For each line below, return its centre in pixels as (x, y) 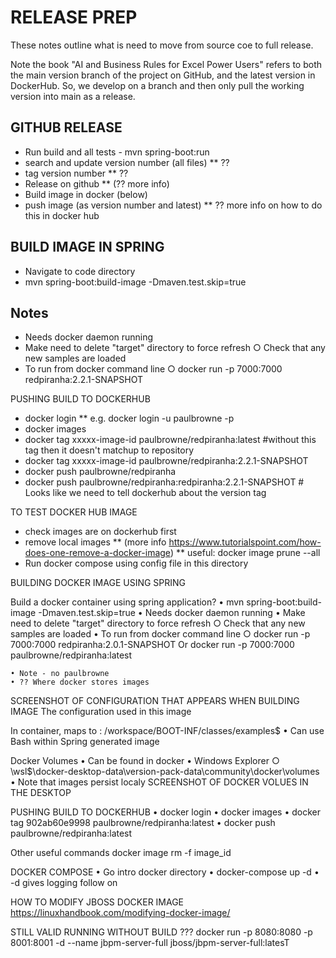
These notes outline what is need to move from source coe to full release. (162, 45)
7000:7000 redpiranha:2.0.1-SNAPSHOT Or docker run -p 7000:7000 (152, 645)
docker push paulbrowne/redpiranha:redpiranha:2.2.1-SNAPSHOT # (164, 482)
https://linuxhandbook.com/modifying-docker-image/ (120, 913)
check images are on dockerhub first (100, 532)
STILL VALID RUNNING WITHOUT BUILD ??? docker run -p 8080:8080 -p (161, 932)
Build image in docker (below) (86, 194)
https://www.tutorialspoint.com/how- (245, 542)
